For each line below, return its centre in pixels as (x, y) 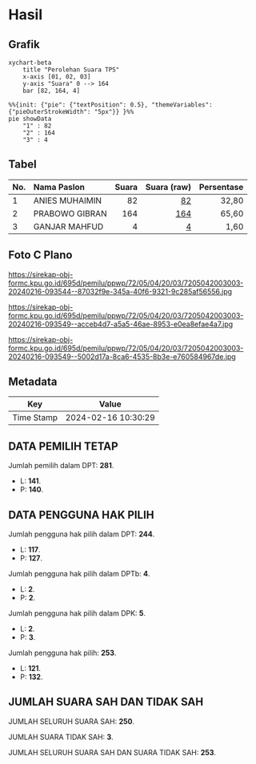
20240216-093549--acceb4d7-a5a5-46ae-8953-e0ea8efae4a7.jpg (121, 324)
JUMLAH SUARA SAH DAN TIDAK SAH (106, 702)
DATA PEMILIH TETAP (63, 446)
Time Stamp (35, 418)
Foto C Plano (40, 255)
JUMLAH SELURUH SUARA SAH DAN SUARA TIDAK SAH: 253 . (112, 752)
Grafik (24, 44)
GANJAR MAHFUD (68, 226)
